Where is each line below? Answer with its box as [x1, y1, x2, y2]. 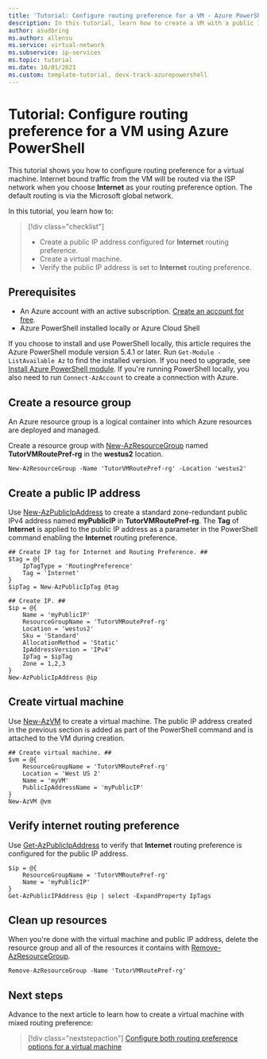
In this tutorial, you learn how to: [8, 206, 114, 216]
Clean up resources [8, 913, 107, 928]
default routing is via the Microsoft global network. [8, 190, 173, 200]
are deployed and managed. [8, 425, 101, 435]
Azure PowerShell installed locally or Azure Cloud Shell [19, 323, 200, 333]
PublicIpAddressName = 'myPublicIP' [22, 784, 145, 791]
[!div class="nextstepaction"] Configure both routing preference [27, 1034, 238, 1043]
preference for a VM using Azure [8, 122, 229, 140]
